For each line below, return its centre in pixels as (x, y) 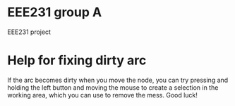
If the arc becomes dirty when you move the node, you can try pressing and (118, 80)
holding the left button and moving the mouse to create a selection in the (113, 87)
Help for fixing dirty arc (77, 60)
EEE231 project (29, 32)
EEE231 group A (55, 12)
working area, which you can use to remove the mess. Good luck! (102, 95)
